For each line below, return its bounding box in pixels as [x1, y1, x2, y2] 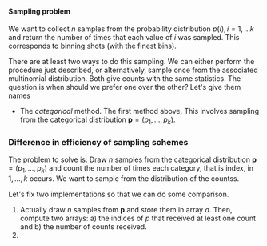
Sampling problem [8, 6, 70, 16]
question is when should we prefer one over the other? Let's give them [8, 83, 241, 92]
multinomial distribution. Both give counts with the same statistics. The [8, 74, 241, 83]
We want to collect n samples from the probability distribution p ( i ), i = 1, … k [8, 24, 254, 34]
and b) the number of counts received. [19, 222, 147, 232]
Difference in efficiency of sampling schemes [8, 136, 189, 147]
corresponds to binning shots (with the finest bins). [8, 41, 177, 51]
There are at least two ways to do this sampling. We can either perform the [8, 57, 255, 67]
